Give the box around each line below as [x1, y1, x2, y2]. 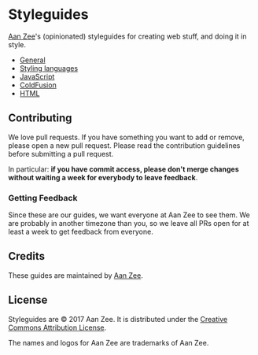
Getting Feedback [8, 192, 78, 203]
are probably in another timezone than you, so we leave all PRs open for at [8, 219, 249, 228]
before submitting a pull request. [8, 149, 114, 158]
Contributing [8, 112, 72, 125]
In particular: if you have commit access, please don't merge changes [8, 164, 239, 174]
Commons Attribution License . [8, 323, 107, 332]
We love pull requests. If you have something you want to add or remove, [8, 132, 245, 142]
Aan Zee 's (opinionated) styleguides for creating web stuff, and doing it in [8, 31, 247, 41]
